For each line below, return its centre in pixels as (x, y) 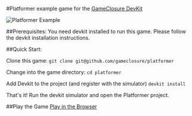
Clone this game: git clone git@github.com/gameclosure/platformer (90, 61)
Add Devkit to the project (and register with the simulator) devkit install (96, 83)
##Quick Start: (24, 49)
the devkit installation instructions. (48, 38)
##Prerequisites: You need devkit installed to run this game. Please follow (96, 31)
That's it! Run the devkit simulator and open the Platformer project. (88, 95)
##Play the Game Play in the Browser (52, 107)
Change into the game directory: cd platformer (64, 72)
